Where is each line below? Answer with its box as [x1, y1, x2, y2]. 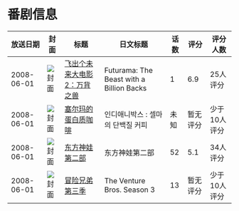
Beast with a [104, 74, 146, 84]
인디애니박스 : [104, 109, 148, 119]
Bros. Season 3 [104, 185, 155, 195]
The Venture [104, 175, 146, 185]
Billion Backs [104, 83, 147, 93]
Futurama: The [104, 65, 153, 75]
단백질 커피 [112, 120, 148, 130]
